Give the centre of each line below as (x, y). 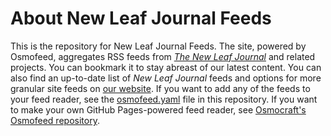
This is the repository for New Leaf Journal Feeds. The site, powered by (158, 46)
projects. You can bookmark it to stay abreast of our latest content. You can (166, 67)
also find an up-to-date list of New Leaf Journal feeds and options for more (166, 78)
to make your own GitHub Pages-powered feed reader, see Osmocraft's (158, 109)
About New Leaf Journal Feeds (141, 18)
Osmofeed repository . (55, 120)
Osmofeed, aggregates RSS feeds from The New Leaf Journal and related (163, 56)
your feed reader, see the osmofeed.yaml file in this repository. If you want (164, 99)
